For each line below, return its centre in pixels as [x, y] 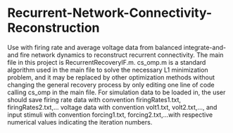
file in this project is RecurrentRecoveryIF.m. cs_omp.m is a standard [107, 62]
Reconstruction [53, 28]
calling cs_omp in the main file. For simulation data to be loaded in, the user [116, 92]
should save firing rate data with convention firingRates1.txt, [94, 99]
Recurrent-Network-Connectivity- [110, 13]
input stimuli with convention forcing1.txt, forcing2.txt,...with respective [110, 115]
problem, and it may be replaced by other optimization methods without [111, 77]
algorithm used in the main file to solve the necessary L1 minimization [108, 70]
